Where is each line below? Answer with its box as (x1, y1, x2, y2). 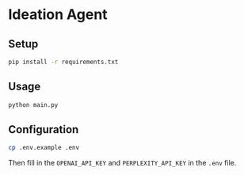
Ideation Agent (8, 6, 109, 24)
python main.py (8, 101, 59, 108)
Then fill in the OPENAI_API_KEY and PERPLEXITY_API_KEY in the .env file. (8, 158, 237, 168)
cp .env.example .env (8, 144, 80, 152)
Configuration (8, 123, 79, 136)
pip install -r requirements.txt (8, 58, 119, 66)
